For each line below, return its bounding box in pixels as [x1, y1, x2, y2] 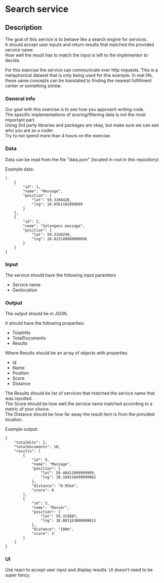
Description [5, 23, 42, 32]
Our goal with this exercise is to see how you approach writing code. [5, 107, 145, 113]
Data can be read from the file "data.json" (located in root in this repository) [5, 156, 159, 162]
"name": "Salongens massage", [23, 223, 85, 229]
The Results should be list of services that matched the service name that [5, 390, 155, 396]
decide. [5, 58, 21, 63]
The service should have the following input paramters [5, 272, 116, 278]
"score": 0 [31, 488, 54, 493]
